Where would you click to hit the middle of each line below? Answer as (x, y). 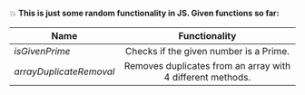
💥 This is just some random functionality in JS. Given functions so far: (144, 13)
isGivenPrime (42, 51)
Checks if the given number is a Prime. (208, 51)
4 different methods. (207, 77)
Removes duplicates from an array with (207, 66)
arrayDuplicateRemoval (64, 71)
